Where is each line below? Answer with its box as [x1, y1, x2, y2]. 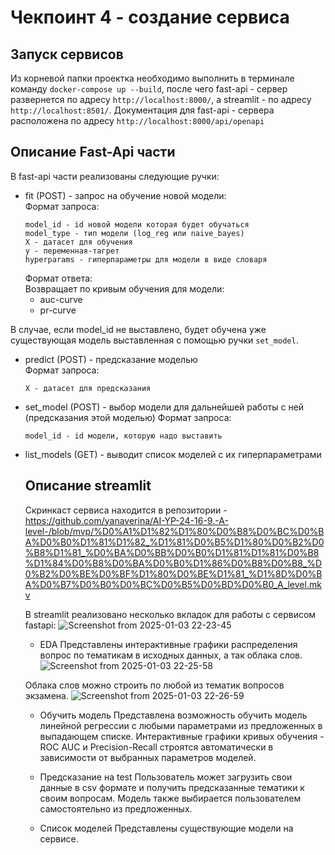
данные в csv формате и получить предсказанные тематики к [39, 781, 305, 793]
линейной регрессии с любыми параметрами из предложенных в [39, 719, 323, 731]
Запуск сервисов [10, 46, 124, 63]
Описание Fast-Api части [10, 144, 176, 161]
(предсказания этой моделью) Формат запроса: [24, 411, 232, 423]
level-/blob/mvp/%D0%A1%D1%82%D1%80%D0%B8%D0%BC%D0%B [24, 525, 325, 537]
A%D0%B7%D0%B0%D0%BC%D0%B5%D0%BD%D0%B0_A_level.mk [24, 578, 322, 590]
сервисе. [39, 832, 79, 845]
